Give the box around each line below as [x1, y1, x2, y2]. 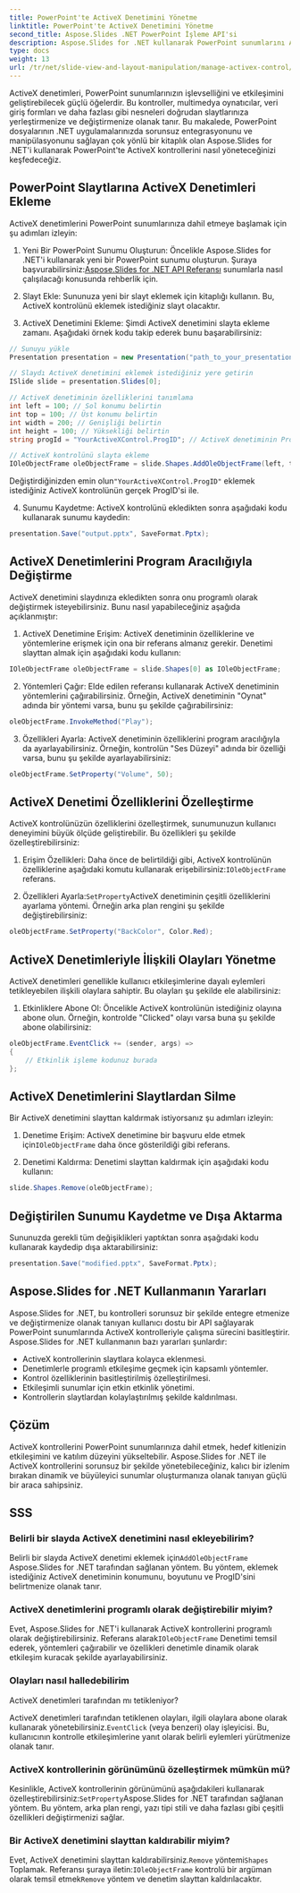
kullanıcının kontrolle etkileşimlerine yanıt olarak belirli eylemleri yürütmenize [9, 1731, 291, 1742]
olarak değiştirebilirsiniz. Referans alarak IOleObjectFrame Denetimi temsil [9, 1633, 278, 1644]
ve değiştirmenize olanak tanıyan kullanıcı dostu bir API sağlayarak [9, 1317, 254, 1328]
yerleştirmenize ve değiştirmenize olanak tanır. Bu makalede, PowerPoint [9, 116, 277, 126]
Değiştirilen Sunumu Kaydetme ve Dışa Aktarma [9, 1208, 283, 1223]
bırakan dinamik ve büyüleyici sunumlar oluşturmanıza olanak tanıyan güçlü [9, 1469, 287, 1480]
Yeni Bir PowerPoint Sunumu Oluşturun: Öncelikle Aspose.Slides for [21, 244, 271, 255]
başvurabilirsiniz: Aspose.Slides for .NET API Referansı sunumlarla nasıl [21, 263, 284, 274]
